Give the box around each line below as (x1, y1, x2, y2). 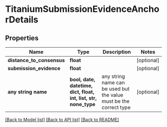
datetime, (69, 82, 93, 89)
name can (101, 79, 125, 86)
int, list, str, (69, 95, 97, 101)
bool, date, (69, 76, 95, 83)
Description (102, 49, 131, 55)
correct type (101, 104, 131, 111)
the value (101, 92, 123, 98)
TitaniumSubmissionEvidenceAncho (5, 3, 160, 15)
